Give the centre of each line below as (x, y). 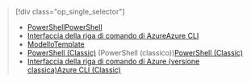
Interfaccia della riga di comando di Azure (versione (113, 61)
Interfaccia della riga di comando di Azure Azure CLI (113, 36)
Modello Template (56, 44)
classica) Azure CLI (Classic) (74, 70)
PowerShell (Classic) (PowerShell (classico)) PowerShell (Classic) (135, 53)
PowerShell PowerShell (65, 27)
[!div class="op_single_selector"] (70, 12)
